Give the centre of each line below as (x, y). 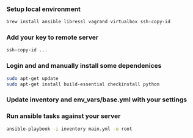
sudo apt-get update (33, 78)
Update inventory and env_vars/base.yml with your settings (97, 100)
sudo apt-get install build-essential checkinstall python (83, 84)
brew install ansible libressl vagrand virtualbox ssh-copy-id (89, 22)
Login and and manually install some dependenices (84, 66)
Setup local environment (44, 9)
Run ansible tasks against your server (64, 116)
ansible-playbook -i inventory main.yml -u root (69, 129)
